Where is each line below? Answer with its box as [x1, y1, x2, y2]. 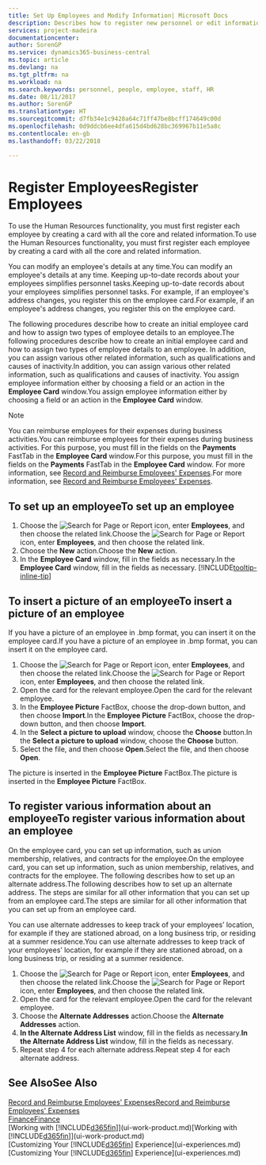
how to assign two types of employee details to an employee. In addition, [8, 344, 247, 354]
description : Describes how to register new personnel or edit [8, 19, 222, 27]
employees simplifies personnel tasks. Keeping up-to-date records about [8, 279, 245, 288]
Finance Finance [8, 1114, 61, 1124]
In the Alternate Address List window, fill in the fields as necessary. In [19, 1028, 248, 1037]
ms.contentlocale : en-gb [8, 129, 90, 137]
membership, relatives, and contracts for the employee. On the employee [8, 854, 245, 863]
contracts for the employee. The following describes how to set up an [8, 871, 235, 880]
